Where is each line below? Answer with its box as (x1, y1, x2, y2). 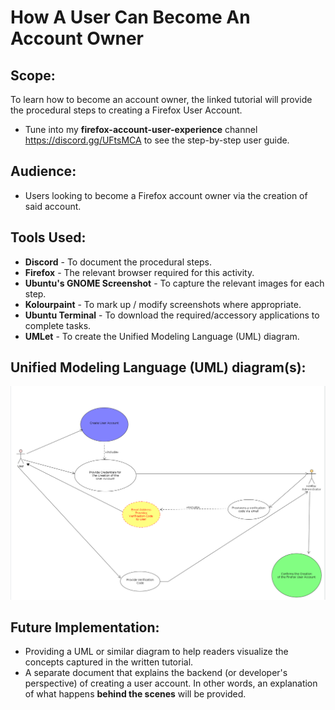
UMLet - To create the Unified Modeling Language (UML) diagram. (24, 330, 300, 342)
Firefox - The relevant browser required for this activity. (24, 266, 255, 278)
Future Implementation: (10, 619, 160, 636)
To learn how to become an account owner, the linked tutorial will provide (10, 94, 313, 105)
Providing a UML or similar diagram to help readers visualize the (24, 646, 289, 658)
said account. (24, 200, 82, 212)
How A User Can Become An (10, 6, 251, 29)
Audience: (10, 163, 77, 180)
